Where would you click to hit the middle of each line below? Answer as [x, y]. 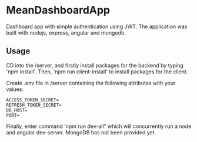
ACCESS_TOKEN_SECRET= [33, 100]
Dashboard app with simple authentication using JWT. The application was [97, 26]
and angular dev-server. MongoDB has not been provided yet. [81, 132]
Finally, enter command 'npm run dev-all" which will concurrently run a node [99, 126]
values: [15, 89]
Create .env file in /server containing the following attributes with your [91, 83]
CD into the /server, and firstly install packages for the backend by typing [95, 65]
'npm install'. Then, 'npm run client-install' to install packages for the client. [97, 72]
